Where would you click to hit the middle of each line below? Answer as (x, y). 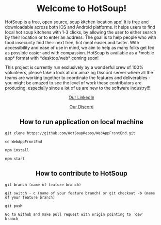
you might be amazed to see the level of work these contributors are (73, 82)
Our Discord (81, 107)
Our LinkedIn (81, 97)
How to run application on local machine (81, 122)
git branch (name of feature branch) (43, 185)
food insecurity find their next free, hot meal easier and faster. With (72, 42)
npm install (17, 150)
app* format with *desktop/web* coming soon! (52, 58)
